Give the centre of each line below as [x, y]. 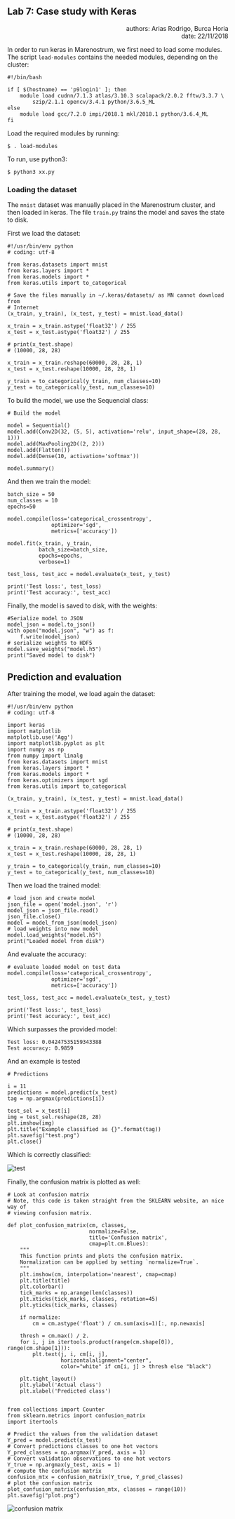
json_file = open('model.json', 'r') [62, 904]
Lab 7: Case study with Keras [72, 12]
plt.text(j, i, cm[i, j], [70, 1354]
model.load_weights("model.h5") [54, 935]
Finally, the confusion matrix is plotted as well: [74, 1182]
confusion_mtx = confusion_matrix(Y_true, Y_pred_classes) [95, 1477]
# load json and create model [52, 898]
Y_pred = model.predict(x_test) [54, 1440]
